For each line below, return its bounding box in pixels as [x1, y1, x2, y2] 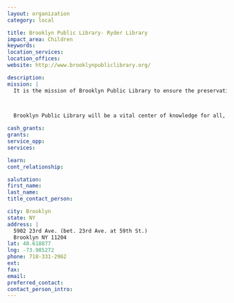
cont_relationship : [7, 163, 64, 171]
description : [7, 74, 45, 81]
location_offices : [7, 55, 61, 63]
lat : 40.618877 [7, 240, 52, 247]
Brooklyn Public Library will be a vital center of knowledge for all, [13, 112, 226, 119]
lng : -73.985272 [7, 247, 54, 254]
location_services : [7, 49, 64, 56]
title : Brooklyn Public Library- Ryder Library [7, 29, 148, 36]
